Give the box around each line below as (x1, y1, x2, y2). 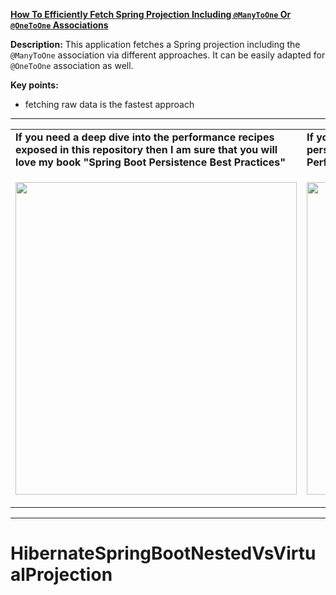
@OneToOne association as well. (10, 60, 134, 71)
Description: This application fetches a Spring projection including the (10, 39, 301, 50)
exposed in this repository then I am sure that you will (15, 143, 278, 156)
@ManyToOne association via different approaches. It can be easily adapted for (10, 49, 326, 61)
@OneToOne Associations (10, 19, 109, 31)
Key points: (10, 79, 59, 91)
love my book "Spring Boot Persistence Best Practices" (15, 155, 286, 169)
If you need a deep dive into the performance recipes (15, 130, 275, 144)
